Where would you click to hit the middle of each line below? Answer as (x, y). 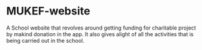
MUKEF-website (48, 11)
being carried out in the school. (45, 40)
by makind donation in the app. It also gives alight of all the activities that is (100, 34)
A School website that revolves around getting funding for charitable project (101, 28)
